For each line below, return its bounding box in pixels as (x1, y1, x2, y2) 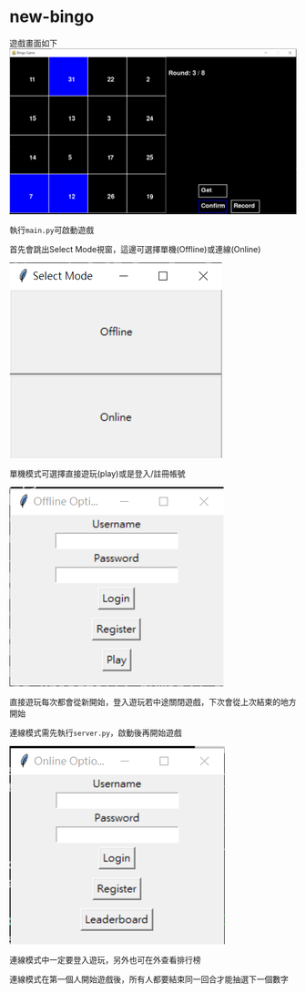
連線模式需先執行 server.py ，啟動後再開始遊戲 (9, 727, 182, 738)
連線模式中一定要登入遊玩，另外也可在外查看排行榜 (9, 954, 201, 965)
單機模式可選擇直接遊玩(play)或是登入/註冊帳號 (9, 467, 186, 479)
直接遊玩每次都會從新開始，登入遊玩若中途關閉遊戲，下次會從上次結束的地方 (9, 696, 297, 707)
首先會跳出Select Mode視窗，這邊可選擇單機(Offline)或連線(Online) (9, 243, 261, 254)
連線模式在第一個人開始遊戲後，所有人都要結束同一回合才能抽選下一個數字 (9, 973, 289, 985)
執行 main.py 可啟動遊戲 (9, 224, 95, 235)
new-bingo (9, 6, 95, 27)
